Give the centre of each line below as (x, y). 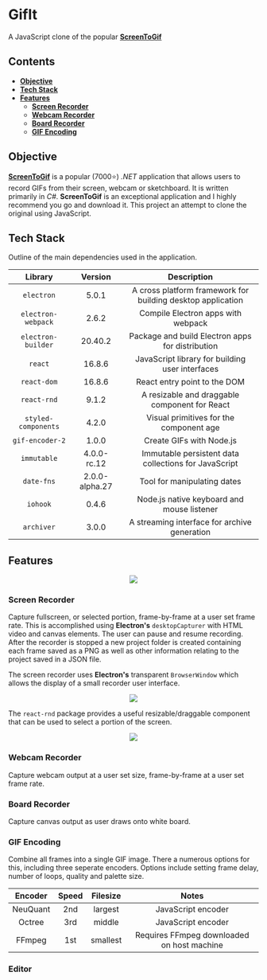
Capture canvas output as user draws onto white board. (99, 822)
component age (190, 428)
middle (106, 923)
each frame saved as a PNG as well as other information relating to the (124, 651)
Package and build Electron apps (190, 336)
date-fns (39, 482)
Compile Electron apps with (190, 314)
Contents (32, 62)
